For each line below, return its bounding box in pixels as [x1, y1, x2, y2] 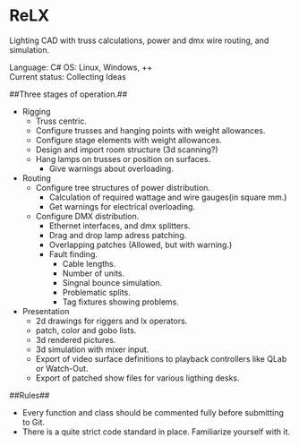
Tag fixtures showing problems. [62, 296, 179, 307]
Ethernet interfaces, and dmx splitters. [48, 220, 191, 231]
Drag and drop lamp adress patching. [48, 229, 187, 240]
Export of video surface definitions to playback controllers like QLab [35, 353, 287, 364]
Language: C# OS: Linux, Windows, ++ [9, 62, 153, 73]
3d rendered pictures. [35, 334, 116, 345]
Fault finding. [48, 248, 98, 260]
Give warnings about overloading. [48, 163, 175, 174]
